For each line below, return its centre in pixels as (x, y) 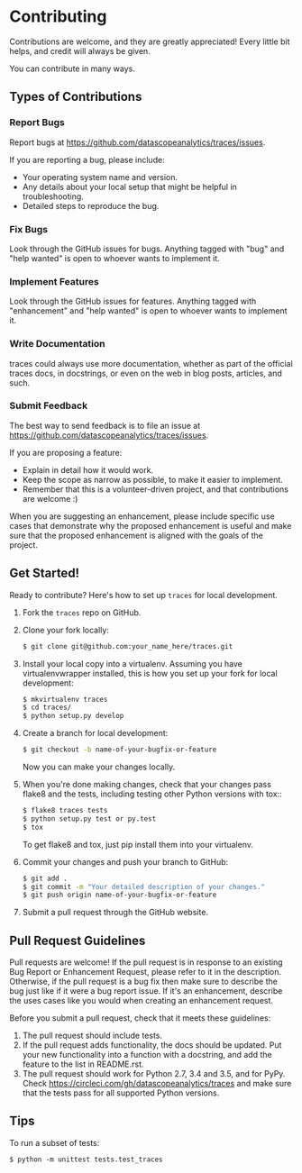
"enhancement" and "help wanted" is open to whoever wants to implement (148, 311)
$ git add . (45, 878)
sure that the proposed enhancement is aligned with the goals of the (136, 535)
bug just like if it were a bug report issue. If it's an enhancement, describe (146, 991)
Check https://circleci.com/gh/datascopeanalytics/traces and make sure (157, 1084)
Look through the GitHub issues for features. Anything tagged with (133, 301)
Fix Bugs (28, 229)
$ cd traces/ (47, 708)
